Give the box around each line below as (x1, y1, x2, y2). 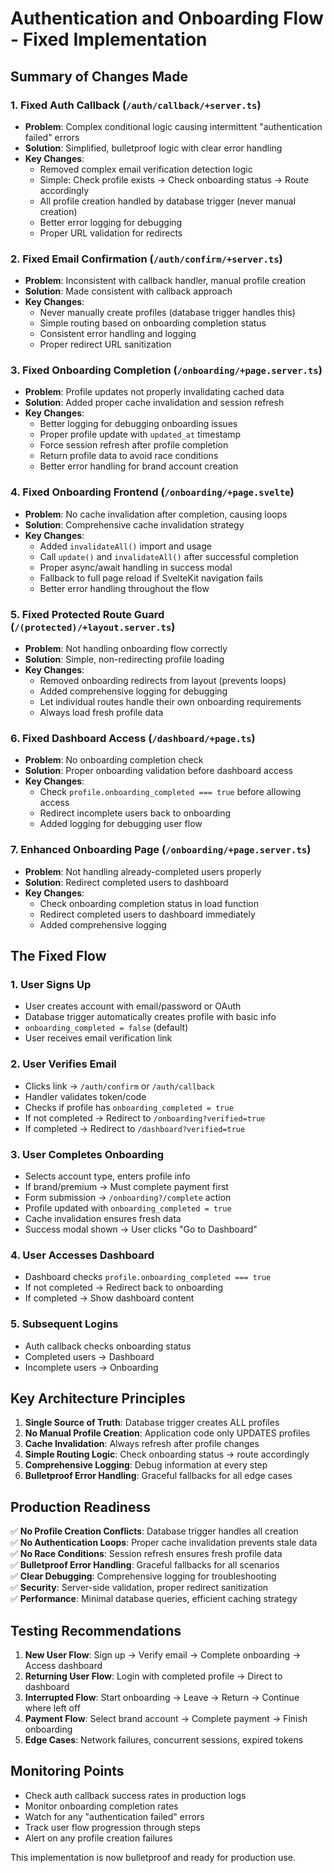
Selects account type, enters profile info (24, 1170, 191, 1182)
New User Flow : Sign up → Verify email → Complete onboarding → (24, 1648, 302, 1661)
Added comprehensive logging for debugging (39, 685, 228, 697)
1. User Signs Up (10, 977, 92, 991)
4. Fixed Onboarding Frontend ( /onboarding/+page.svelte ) (10, 485, 295, 499)
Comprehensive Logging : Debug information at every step (24, 1459, 268, 1471)
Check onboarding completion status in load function (39, 897, 260, 909)
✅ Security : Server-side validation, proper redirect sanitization (10, 1582, 269, 1594)
